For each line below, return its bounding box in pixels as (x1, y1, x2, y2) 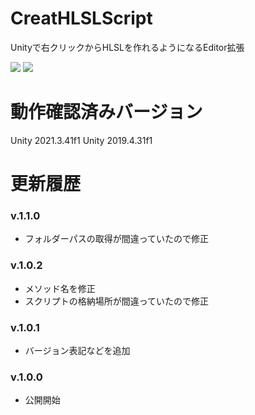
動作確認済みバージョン (10, 101, 203, 124)
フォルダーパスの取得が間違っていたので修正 (24, 233, 209, 245)
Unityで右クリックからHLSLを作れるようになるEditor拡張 (10, 41, 245, 53)
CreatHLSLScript (10, 7, 153, 30)
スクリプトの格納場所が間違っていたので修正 (24, 295, 210, 307)
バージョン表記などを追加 (24, 344, 131, 356)
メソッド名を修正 (24, 282, 96, 294)
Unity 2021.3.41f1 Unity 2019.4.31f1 (10, 134, 153, 146)
